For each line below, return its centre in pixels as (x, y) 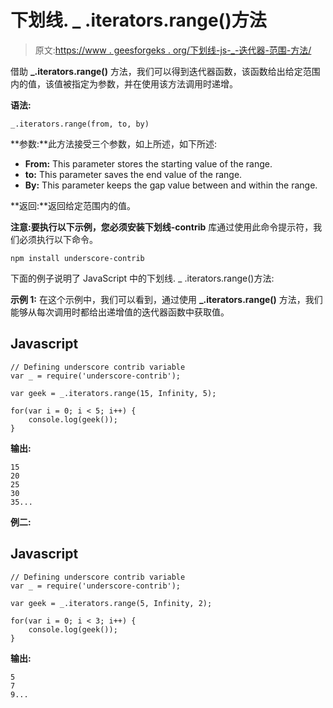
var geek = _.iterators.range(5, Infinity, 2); (111, 603)
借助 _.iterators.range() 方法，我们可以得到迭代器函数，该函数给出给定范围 (165, 71)
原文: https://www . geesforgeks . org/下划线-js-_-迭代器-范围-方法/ (173, 50)
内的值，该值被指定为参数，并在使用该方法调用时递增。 (124, 83)
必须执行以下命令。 (58, 239)
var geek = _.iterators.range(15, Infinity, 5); (113, 393)
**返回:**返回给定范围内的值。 (73, 205)
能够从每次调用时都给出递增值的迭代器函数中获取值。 (120, 312)
